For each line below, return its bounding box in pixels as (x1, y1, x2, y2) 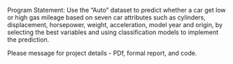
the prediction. (7, 35, 50, 44)
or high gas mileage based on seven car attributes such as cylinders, (7, 13, 206, 22)
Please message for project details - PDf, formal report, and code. (7, 49, 197, 57)
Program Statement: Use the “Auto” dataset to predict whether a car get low (7, 6, 226, 14)
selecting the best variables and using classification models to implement (7, 28, 219, 36)
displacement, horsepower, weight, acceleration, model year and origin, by (7, 21, 223, 29)
